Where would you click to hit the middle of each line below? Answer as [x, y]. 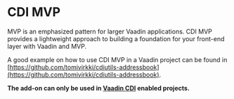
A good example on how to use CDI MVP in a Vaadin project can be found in [117, 59]
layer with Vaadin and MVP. [47, 46]
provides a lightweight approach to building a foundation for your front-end [116, 38]
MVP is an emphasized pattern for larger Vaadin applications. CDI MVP [110, 31]
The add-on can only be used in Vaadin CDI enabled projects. [98, 88]
